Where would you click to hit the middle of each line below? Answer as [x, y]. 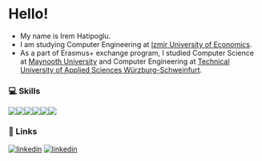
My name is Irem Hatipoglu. [65, 36]
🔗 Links [23, 132]
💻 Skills [24, 91]
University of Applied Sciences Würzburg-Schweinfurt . [111, 69]
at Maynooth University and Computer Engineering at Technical [125, 61]
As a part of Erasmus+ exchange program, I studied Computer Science [137, 53]
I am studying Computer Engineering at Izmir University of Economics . [136, 44]
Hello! [28, 14]
